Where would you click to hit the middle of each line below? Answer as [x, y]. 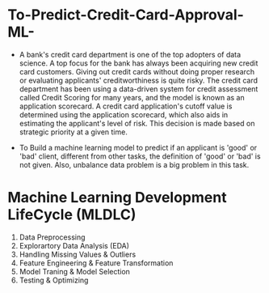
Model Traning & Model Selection [75, 271]
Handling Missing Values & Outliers [78, 254]
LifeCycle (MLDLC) [72, 215]
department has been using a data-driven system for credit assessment [139, 89]
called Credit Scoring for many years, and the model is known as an [132, 97]
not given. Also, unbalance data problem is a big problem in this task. [134, 164]
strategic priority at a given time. [74, 132]
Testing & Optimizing [54, 280]
